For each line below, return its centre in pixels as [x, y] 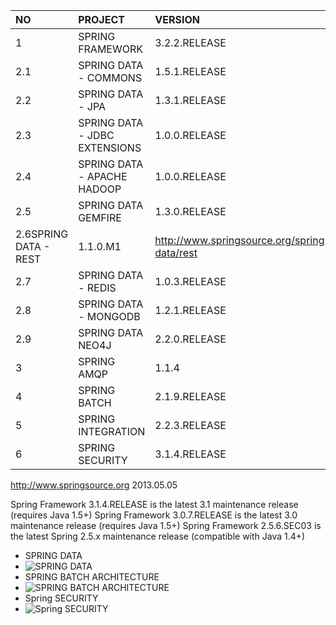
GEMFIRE [100, 217]
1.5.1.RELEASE [190, 71]
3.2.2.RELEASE [190, 42]
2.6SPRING [42, 234]
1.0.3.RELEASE [190, 281]
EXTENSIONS [110, 147]
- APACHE [103, 176]
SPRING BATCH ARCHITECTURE [92, 577]
